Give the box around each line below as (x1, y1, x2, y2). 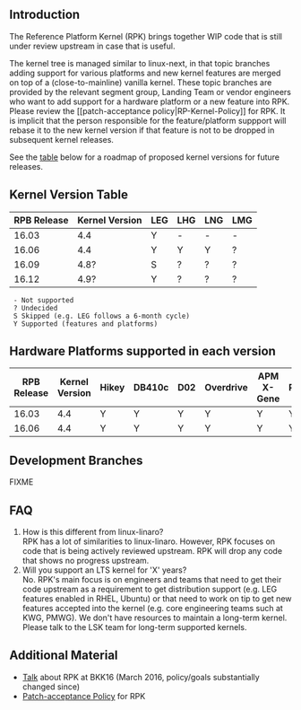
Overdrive (204, 381, 248, 394)
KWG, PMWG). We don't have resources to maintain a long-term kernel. (21, 612, 288, 623)
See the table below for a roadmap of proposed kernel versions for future (9, 152, 280, 162)
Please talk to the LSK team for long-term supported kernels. (21, 622, 247, 633)
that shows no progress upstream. (21, 556, 150, 566)
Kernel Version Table (9, 188, 128, 203)
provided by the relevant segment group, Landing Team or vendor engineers (9, 86, 292, 97)
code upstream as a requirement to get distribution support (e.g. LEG (21, 583, 278, 595)
